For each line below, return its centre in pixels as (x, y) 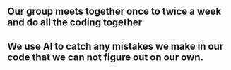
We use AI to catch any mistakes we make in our (115, 46)
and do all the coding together (75, 23)
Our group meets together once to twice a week (114, 12)
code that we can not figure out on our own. (105, 57)
